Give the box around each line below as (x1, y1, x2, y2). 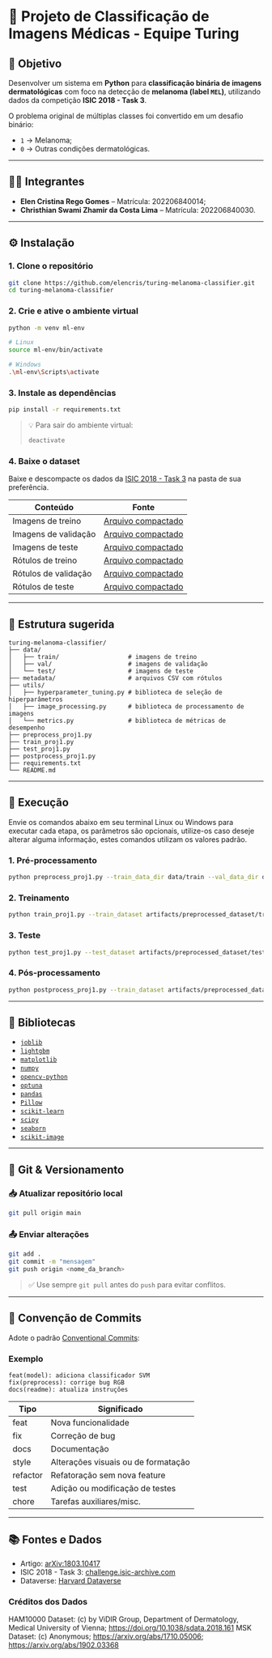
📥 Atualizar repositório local (8, 1188, 123, 1199)
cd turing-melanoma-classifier (8, 287, 114, 295)
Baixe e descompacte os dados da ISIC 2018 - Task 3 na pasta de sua (8, 474, 241, 484)
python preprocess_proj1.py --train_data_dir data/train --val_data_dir (8, 874, 259, 882)
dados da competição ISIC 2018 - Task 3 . (8, 96, 147, 104)
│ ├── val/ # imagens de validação (8, 660, 208, 669)
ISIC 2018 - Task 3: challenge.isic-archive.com (19, 1567, 176, 1577)
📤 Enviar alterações (8, 1228, 90, 1239)
